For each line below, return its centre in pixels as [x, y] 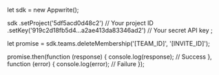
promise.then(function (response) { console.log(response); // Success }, [109, 57]
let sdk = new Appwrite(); [43, 10]
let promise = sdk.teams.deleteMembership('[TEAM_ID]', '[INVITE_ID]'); [108, 43]
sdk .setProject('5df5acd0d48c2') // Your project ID [80, 23]
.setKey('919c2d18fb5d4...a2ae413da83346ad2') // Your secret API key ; [110, 30]
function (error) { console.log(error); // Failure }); [76, 64]
